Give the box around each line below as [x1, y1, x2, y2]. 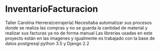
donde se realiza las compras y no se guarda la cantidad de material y [5, 25, 148, 30]
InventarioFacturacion [5, 3, 98, 15]
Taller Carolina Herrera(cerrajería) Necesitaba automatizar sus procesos [5, 20, 152, 25]
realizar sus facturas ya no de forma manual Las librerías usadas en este [5, 30, 153, 36]
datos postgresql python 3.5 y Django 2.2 [5, 40, 90, 46]
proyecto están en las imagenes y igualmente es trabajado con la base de [5, 35, 155, 41]
